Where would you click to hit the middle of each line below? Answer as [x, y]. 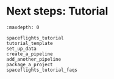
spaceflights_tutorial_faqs [42, 70]
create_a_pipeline [30, 54]
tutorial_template [30, 43]
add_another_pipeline [34, 59]
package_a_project [30, 64]
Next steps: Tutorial [57, 11]
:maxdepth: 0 [23, 27]
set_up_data [21, 49]
